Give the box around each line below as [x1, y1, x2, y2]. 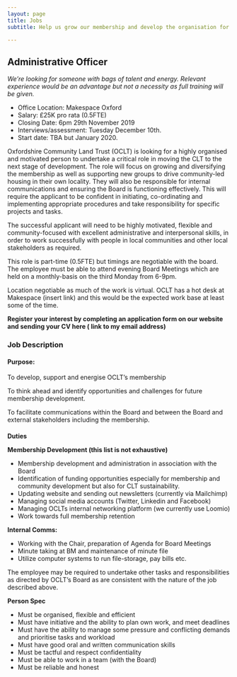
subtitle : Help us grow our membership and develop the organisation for [7, 23, 230, 30]
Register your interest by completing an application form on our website [7, 315, 224, 323]
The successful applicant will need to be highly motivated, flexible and [7, 221, 212, 230]
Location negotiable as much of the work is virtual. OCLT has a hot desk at [7, 286, 224, 294]
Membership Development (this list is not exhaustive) [7, 445, 168, 453]
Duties [7, 432, 27, 440]
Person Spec [7, 596, 46, 605]
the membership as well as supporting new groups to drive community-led [7, 170, 225, 178]
